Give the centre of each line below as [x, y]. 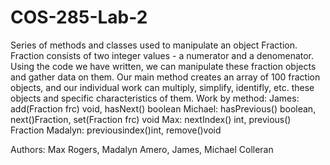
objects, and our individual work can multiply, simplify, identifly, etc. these [162, 87]
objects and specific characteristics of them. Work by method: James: [155, 98]
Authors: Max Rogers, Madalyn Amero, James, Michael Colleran [142, 149]
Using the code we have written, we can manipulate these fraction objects [163, 66]
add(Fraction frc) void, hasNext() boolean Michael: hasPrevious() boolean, [163, 108]
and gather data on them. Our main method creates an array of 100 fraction [165, 77]
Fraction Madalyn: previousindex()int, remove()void [116, 130]
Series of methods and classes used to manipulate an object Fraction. [154, 45]
